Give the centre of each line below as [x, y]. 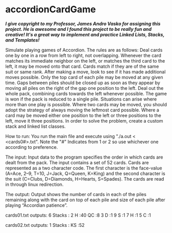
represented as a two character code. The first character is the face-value [84, 168]
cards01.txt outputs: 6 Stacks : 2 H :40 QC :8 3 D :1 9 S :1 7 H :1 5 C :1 [78, 215]
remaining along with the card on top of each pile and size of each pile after [85, 200]
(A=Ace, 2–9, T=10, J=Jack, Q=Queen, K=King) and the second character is [85, 173]
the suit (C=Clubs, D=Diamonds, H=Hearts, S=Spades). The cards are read [85, 179]
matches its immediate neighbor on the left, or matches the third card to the [85, 61]
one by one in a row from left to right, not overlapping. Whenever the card [83, 55]
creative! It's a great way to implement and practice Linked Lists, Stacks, [85, 34]
